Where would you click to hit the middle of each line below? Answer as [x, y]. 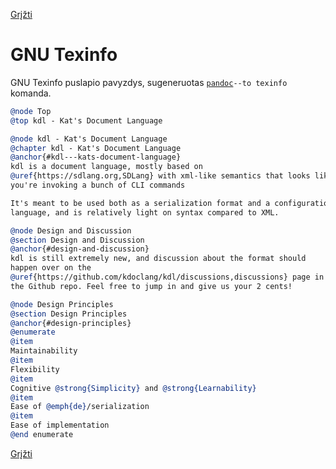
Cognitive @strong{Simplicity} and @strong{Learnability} [133, 388]
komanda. [31, 93]
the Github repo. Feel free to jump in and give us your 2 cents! [151, 286]
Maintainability [44, 351]
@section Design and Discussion [77, 240]
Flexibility [35, 369]
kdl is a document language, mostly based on [106, 167]
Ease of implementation [60, 425]
